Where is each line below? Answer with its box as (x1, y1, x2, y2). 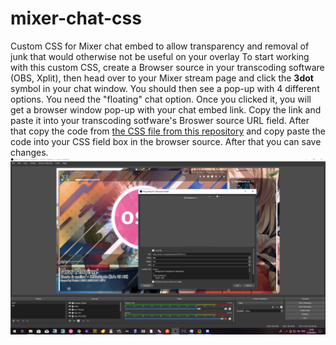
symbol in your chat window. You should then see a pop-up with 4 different (10, 82, 320, 94)
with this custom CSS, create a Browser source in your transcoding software (10, 61, 325, 73)
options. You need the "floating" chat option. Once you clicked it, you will (10, 93, 312, 105)
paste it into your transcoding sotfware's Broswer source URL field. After (10, 114, 310, 126)
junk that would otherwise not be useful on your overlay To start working (10, 50, 310, 62)
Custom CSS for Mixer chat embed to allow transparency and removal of (10, 40, 310, 52)
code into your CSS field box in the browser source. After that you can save (10, 135, 322, 147)
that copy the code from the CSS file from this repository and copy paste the (10, 125, 326, 137)
